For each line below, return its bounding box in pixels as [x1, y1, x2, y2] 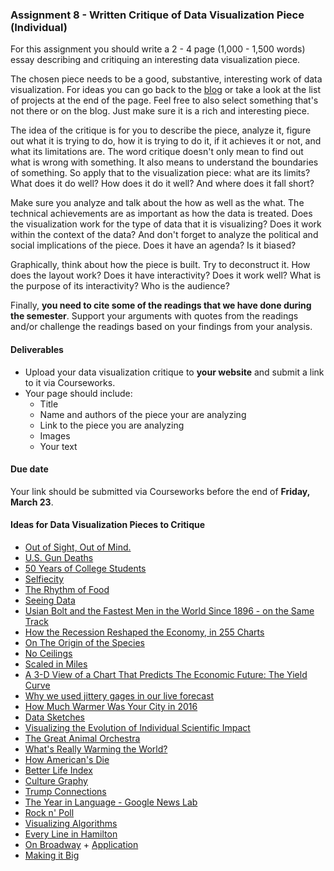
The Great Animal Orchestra [24, 732, 141, 744]
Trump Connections [24, 785, 107, 797]
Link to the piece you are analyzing [39, 419, 185, 431]
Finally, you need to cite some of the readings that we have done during [10, 299, 312, 312]
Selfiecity [24, 573, 65, 585]
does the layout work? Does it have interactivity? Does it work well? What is [10, 269, 322, 282]
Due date [10, 463, 49, 475]
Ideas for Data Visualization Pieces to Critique [10, 519, 206, 531]
